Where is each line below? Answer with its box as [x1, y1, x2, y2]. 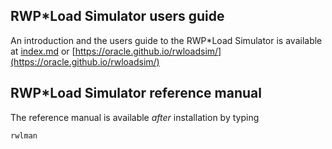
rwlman [10, 130, 38, 141]
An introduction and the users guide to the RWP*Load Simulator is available [10, 34, 323, 46]
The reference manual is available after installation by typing [10, 111, 260, 123]
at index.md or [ [10, 45, 76, 57]
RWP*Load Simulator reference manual [10, 85, 262, 102]
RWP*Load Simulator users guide [10, 8, 225, 25]
